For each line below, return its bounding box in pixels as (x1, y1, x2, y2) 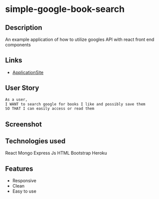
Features (5, 164, 33, 173)
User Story (5, 84, 39, 93)
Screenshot (5, 120, 42, 128)
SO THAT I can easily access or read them (5, 106, 94, 111)
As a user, (5, 97, 28, 102)
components (5, 42, 31, 48)
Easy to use (12, 188, 36, 195)
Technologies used (5, 137, 66, 145)
